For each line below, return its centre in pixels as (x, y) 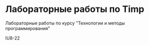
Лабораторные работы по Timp (75, 9)
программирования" (28, 28)
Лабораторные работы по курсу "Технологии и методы (65, 23)
